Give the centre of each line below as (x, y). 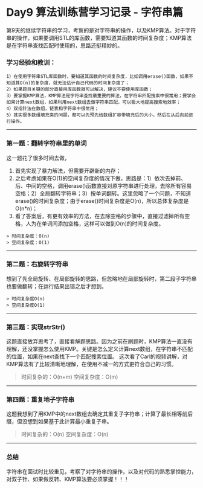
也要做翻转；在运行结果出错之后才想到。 (56, 286)
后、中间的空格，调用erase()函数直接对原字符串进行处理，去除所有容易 (103, 185)
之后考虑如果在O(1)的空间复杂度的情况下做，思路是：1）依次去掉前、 (101, 178)
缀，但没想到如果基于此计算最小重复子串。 (59, 422)
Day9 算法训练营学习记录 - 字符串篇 (95, 12)
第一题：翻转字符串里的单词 (47, 144)
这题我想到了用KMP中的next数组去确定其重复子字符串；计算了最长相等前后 (100, 414)
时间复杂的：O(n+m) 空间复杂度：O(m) (69, 377)
